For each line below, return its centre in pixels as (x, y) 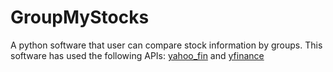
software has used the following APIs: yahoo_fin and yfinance (137, 55)
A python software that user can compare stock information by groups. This (166, 45)
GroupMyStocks (80, 17)
